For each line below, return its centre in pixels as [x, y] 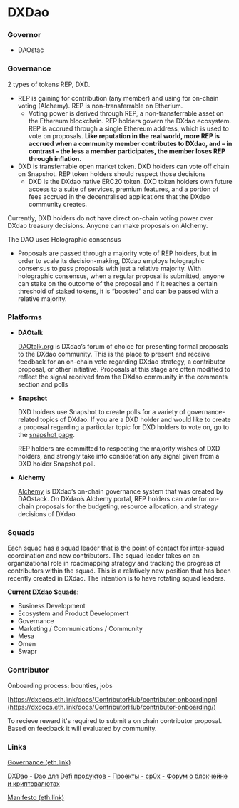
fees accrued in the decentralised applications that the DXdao [119, 196]
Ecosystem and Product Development [73, 613]
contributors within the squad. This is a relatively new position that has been [119, 571]
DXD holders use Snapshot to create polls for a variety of [102, 412]
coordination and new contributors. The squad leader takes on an [103, 556]
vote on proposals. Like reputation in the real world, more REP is [124, 135]
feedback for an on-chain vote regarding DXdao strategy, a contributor [122, 362]
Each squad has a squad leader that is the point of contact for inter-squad [116, 548]
